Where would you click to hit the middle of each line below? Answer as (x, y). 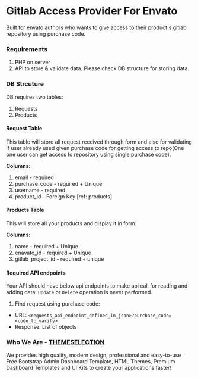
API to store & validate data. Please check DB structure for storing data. (102, 68)
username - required (40, 190)
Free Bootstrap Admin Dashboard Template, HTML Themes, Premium (91, 362)
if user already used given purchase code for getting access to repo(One (95, 148)
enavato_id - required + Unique (53, 253)
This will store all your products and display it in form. (71, 223)
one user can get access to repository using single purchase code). (89, 154)
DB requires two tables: (35, 97)
